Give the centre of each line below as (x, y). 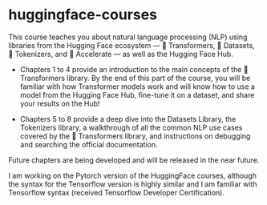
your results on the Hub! (60, 103)
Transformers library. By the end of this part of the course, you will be (135, 78)
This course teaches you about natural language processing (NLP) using (128, 37)
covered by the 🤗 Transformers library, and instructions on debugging (135, 136)
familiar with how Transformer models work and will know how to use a (137, 86)
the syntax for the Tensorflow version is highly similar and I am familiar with (133, 184)
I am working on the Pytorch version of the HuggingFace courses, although (132, 175)
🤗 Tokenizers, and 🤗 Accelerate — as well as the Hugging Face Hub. (121, 54)
